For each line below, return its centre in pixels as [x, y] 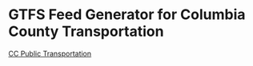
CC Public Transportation [50, 53]
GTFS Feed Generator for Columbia [127, 15]
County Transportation [86, 31]
